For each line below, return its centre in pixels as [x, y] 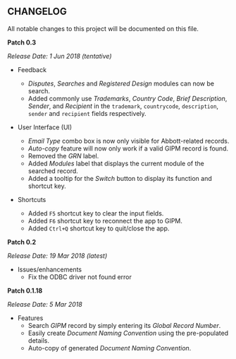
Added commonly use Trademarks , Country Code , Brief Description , [128, 98]
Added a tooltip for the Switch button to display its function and [120, 178]
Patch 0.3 [22, 42]
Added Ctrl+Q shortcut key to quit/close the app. [99, 228]
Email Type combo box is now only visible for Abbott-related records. [129, 141]
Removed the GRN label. [63, 155]
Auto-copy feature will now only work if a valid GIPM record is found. [128, 148]
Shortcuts [32, 199]
